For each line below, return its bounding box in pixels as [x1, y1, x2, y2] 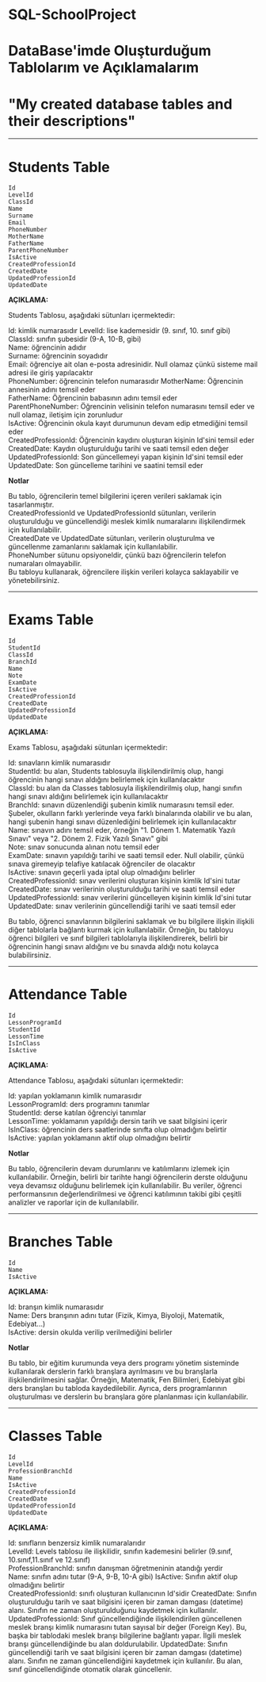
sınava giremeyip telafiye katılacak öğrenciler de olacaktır [8, 859, 196, 869]
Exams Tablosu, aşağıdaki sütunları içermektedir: [8, 743, 168, 753]
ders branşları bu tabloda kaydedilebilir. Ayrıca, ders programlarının [8, 1384, 227, 1393]
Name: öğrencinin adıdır [8, 343, 87, 352]
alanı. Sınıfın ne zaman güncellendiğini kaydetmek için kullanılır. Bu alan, [8, 1656, 243, 1665]
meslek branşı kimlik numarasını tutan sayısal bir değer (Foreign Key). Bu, [8, 1623, 247, 1631]
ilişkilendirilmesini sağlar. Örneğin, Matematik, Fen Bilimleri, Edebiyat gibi [8, 1375, 245, 1385]
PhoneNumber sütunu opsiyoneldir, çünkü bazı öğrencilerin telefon [8, 550, 227, 560]
